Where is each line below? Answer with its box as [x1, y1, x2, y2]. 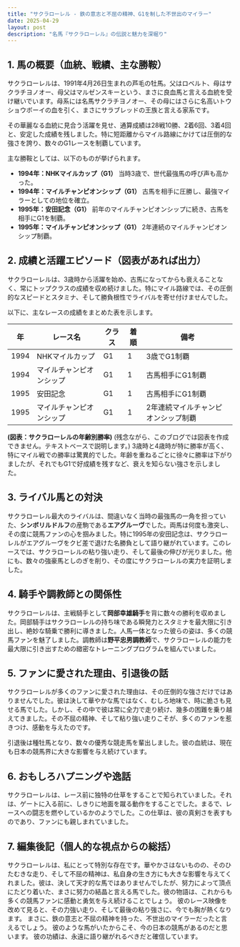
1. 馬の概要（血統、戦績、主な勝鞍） [7, 59, 167, 71]
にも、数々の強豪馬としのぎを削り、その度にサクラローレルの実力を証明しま [7, 556, 233, 565]
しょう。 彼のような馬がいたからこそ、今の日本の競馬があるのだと [26, 923, 221, 931]
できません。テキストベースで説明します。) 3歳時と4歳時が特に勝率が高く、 [7, 441, 228, 450]
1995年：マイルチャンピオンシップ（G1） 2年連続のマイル [17, 223, 190, 232]
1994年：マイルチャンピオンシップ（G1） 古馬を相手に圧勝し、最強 [17, 187, 218, 196]
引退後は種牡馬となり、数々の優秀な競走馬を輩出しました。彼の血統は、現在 [7, 738, 233, 747]
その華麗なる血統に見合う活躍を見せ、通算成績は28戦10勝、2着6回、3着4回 [7, 121, 231, 129]
